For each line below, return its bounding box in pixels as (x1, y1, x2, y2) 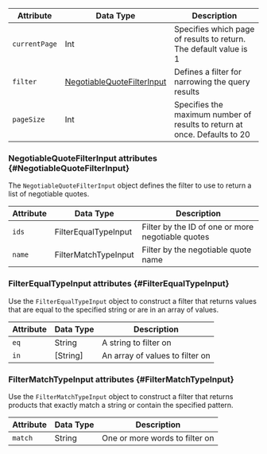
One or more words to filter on (102, 433, 215, 444)
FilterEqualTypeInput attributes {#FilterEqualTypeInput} (8, 278, 230, 289)
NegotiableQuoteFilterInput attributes (8, 153, 157, 164)
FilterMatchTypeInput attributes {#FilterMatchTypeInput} (8, 374, 234, 385)
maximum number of (173, 109, 252, 120)
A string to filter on (102, 337, 172, 348)
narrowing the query (173, 76, 250, 87)
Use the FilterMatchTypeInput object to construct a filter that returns (8, 391, 234, 401)
